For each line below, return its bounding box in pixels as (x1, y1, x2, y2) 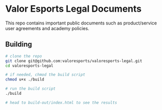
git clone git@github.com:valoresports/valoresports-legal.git (5, 58, 143, 64)
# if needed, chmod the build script (5, 72, 86, 77)
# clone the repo (5, 53, 42, 59)
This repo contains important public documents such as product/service (5, 20, 157, 26)
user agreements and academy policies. (5, 25, 90, 31)
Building (5, 40, 32, 49)
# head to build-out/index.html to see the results (5, 100, 117, 105)
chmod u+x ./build (5, 77, 44, 82)
